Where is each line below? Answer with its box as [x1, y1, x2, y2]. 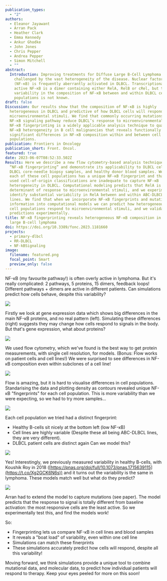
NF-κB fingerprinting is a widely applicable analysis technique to [9, 123, 155, 128]
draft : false [5, 100, 32, 105]
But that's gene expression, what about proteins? [5, 326, 106, 332]
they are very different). [12, 435, 61, 441]
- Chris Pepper [9, 49, 41, 54]
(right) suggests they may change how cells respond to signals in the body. [5, 320, 159, 326]
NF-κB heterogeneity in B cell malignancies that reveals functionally [9, 127, 162, 132]
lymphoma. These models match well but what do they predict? [5, 475, 135, 481]
